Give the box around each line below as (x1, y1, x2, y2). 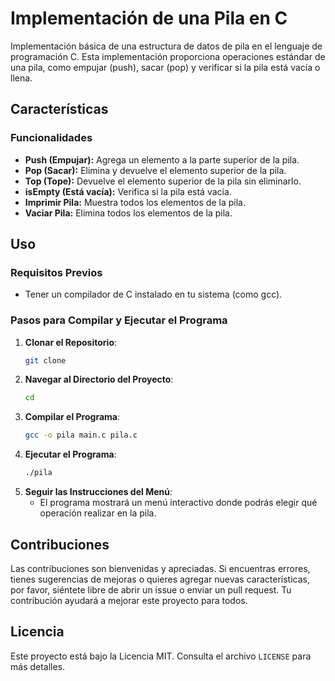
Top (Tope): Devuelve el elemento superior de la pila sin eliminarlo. (24, 175, 302, 187)
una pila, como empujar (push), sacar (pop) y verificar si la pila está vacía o (10, 61, 321, 73)
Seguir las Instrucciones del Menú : (24, 486, 173, 498)
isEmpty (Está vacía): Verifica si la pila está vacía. (24, 185, 232, 197)
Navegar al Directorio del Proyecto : (24, 373, 174, 386)
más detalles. (10, 660, 66, 672)
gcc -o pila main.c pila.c (24, 430, 138, 441)
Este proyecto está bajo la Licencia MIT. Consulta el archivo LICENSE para (10, 650, 312, 662)
